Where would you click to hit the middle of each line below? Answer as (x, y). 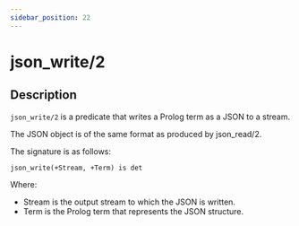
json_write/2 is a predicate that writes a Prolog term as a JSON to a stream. (150, 117)
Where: (24, 184)
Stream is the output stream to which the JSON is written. (129, 202)
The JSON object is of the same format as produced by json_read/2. (136, 134)
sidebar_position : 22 (51, 17)
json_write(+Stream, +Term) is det (77, 168)
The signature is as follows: (60, 151)
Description (43, 95)
